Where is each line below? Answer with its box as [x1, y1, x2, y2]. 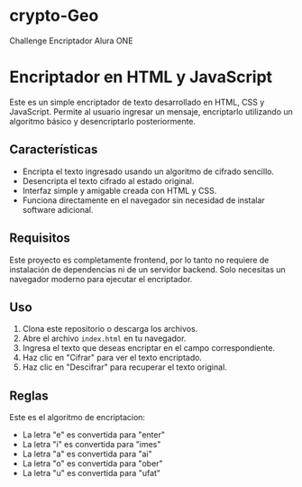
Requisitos [9, 231, 70, 246]
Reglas [9, 388, 49, 403]
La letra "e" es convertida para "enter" [22, 429, 165, 440]
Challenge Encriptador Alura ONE [9, 35, 133, 46]
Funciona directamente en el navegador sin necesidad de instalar [22, 195, 266, 206]
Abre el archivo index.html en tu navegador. [22, 333, 187, 344]
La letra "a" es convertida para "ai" [22, 448, 153, 460]
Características [9, 142, 98, 158]
